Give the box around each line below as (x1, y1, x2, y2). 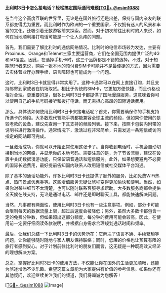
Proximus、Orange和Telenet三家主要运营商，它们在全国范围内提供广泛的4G (5, 50, 160, 56)
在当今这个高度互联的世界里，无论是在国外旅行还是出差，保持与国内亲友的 (5, 15, 157, 21)
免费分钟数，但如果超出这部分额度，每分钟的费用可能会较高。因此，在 (13, 214, 157, 220)
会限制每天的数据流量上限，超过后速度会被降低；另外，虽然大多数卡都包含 (5, 208, 157, 214)
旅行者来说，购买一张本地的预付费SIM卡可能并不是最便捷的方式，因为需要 (9, 63, 161, 69)
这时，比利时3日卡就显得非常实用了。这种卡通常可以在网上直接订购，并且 (5, 80, 155, 85)
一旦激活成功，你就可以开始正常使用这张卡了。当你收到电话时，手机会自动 (5, 144, 157, 150)
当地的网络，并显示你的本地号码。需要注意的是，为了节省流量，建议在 (13, 150, 157, 156)
